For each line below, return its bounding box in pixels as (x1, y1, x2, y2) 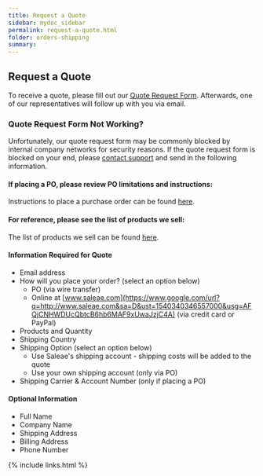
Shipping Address (19, 429, 78, 438)
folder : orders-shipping (8, 33, 89, 42)
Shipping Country (19, 335, 77, 344)
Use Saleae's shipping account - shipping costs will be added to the (31, 351, 252, 361)
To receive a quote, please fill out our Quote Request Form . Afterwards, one (8, 90, 253, 100)
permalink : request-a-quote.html (8, 26, 118, 34)
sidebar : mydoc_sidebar (8, 19, 86, 27)
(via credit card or (177, 309, 236, 319)
